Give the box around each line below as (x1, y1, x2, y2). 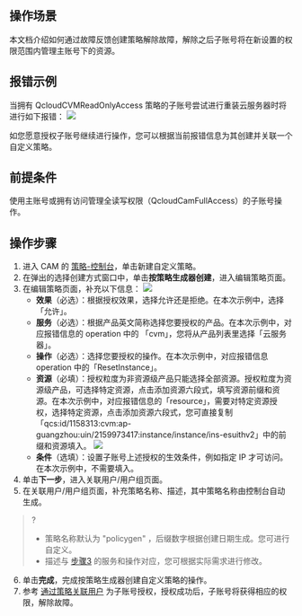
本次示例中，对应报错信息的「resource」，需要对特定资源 (59, 396, 271, 407)
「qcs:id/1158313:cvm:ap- (35, 418, 132, 429)
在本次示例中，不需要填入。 (35, 463, 139, 474)
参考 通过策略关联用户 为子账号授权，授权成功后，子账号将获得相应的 (22, 586, 280, 597)
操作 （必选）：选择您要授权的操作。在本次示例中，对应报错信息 (35, 351, 269, 362)
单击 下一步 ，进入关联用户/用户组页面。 (22, 474, 168, 485)
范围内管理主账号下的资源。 (16, 45, 120, 56)
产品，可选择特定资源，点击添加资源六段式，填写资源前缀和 (51, 384, 272, 395)
